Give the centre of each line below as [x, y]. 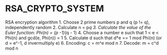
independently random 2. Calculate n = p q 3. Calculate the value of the [78, 27]
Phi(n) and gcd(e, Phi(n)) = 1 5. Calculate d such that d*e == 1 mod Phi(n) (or [83, 38]
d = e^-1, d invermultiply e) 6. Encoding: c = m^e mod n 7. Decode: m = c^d [82, 43]
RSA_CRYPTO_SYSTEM [55, 9]
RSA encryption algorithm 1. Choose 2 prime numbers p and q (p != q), [78, 22]
